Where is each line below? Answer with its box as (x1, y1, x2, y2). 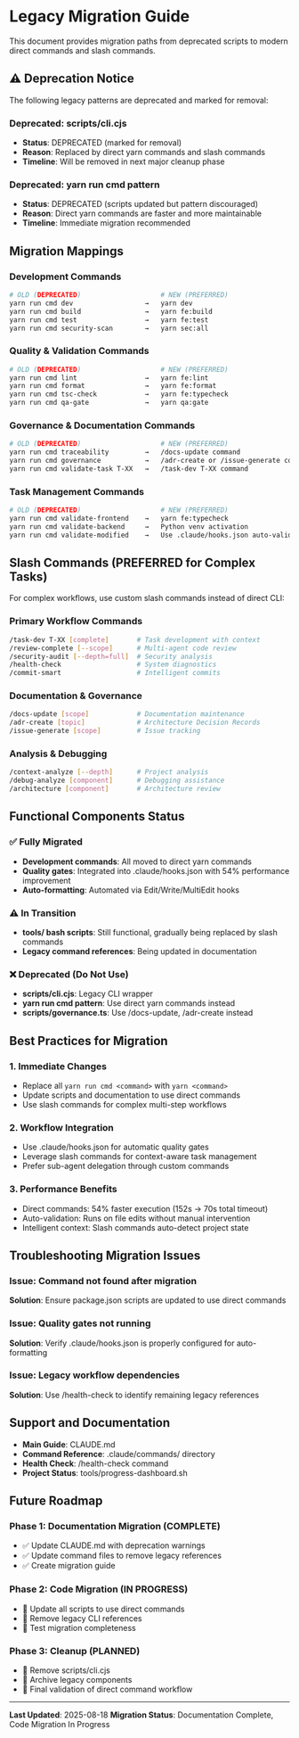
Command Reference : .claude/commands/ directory (21, 1448, 215, 1459)
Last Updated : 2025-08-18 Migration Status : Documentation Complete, (9, 1709, 274, 1720)
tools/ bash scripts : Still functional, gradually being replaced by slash (21, 927, 278, 937)
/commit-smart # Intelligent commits (9, 669, 221, 678)
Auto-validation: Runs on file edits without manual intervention (21, 1213, 251, 1223)
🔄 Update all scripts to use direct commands (21, 1603, 185, 1614)
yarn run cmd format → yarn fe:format (9, 382, 217, 391)
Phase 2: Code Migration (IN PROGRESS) (9, 1583, 189, 1595)
